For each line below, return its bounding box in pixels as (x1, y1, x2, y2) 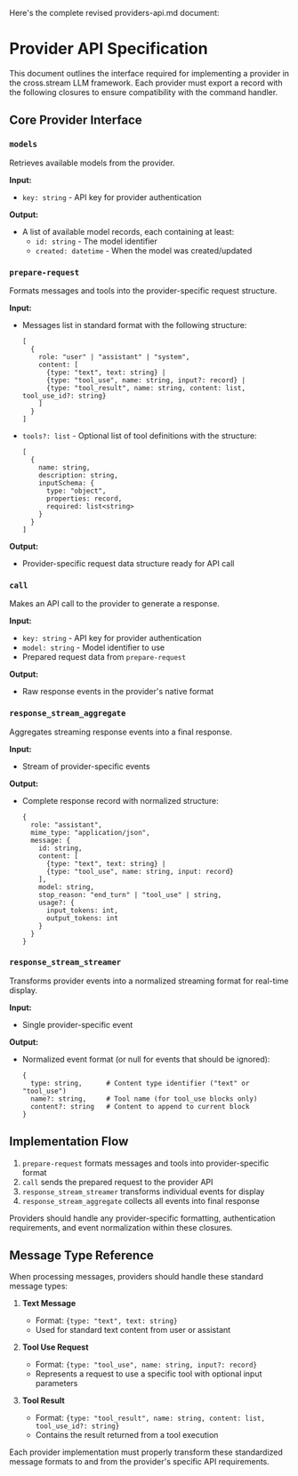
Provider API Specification (9, 39, 208, 59)
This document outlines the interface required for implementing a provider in (9, 68, 290, 78)
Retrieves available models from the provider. (9, 157, 175, 168)
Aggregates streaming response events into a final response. (9, 726, 233, 737)
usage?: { (38, 898, 75, 907)
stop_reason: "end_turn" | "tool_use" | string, (38, 890, 222, 899)
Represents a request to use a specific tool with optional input (35, 1368, 262, 1379)
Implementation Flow (9, 1134, 129, 1150)
